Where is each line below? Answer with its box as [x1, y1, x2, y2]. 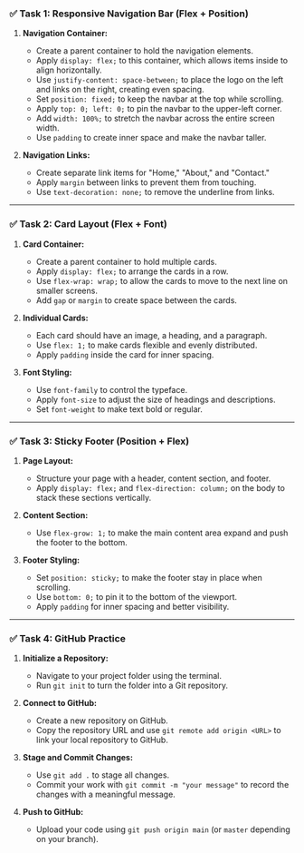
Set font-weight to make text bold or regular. [35, 403, 204, 415]
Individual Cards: [22, 312, 89, 323]
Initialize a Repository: [22, 652, 109, 664]
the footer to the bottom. [35, 536, 128, 547]
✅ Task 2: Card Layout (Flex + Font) [9, 218, 167, 230]
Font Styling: [22, 367, 72, 377]
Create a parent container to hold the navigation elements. [35, 45, 253, 56]
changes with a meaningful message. [35, 789, 176, 800]
